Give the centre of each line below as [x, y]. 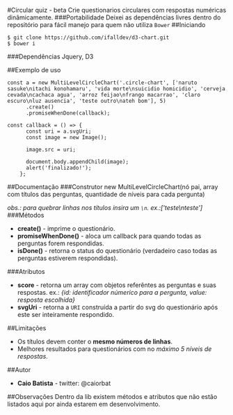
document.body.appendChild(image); [77, 162]
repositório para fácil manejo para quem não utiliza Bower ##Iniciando [106, 25]
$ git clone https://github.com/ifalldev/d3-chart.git [88, 38]
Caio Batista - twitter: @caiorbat [64, 383]
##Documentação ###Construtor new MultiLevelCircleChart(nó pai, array [113, 187]
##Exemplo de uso [34, 70]
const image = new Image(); [66, 138]
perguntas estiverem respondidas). [67, 258]
